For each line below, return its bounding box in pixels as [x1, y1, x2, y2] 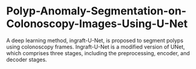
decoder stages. [6, 56, 47, 63]
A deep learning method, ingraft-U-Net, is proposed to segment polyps [6, 37, 183, 44]
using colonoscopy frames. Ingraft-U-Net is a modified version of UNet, [6, 43, 186, 50]
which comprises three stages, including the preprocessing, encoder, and [6, 49, 191, 56]
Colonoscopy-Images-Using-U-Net [6, 17, 188, 31]
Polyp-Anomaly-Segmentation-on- [6, 4, 186, 18]
